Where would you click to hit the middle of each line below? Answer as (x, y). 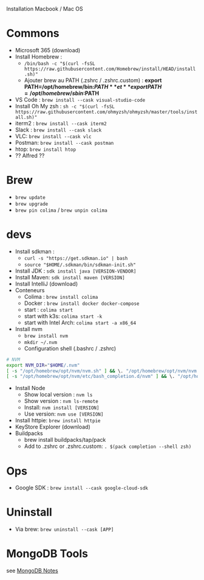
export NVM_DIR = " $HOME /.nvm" (43, 365)
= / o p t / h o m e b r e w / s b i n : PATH (62, 93)
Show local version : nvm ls (58, 394)
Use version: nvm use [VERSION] (64, 414)
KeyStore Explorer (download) (53, 427)
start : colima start (49, 309)
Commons (33, 33)
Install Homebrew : (39, 57)
